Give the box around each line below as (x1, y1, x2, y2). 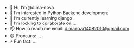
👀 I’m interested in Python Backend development (9, 10, 108, 16)
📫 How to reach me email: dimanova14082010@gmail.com (9, 26, 129, 31)
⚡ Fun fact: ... (9, 38, 37, 44)
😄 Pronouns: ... (9, 33, 42, 39)
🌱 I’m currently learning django (9, 15, 72, 21)
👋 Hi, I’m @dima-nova (9, 5, 54, 10)
